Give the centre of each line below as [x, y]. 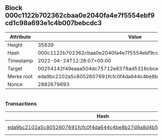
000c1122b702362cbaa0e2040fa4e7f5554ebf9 [80, 16]
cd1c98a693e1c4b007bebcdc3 [53, 23]
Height [15, 45]
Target [15, 68]
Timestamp [20, 61]
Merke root [20, 76]
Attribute [20, 37]
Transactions [21, 104]
